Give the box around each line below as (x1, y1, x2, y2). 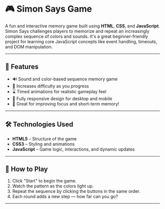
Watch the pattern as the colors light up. (12, 183, 94, 189)
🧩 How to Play (5, 165, 48, 173)
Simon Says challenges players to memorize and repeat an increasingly (5, 28, 150, 34)
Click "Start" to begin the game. (12, 178, 77, 184)
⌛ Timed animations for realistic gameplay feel (12, 88, 107, 94)
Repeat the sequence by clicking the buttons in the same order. (12, 188, 141, 194)
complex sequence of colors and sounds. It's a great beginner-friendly (5, 33, 148, 39)
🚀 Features (5, 63, 39, 71)
